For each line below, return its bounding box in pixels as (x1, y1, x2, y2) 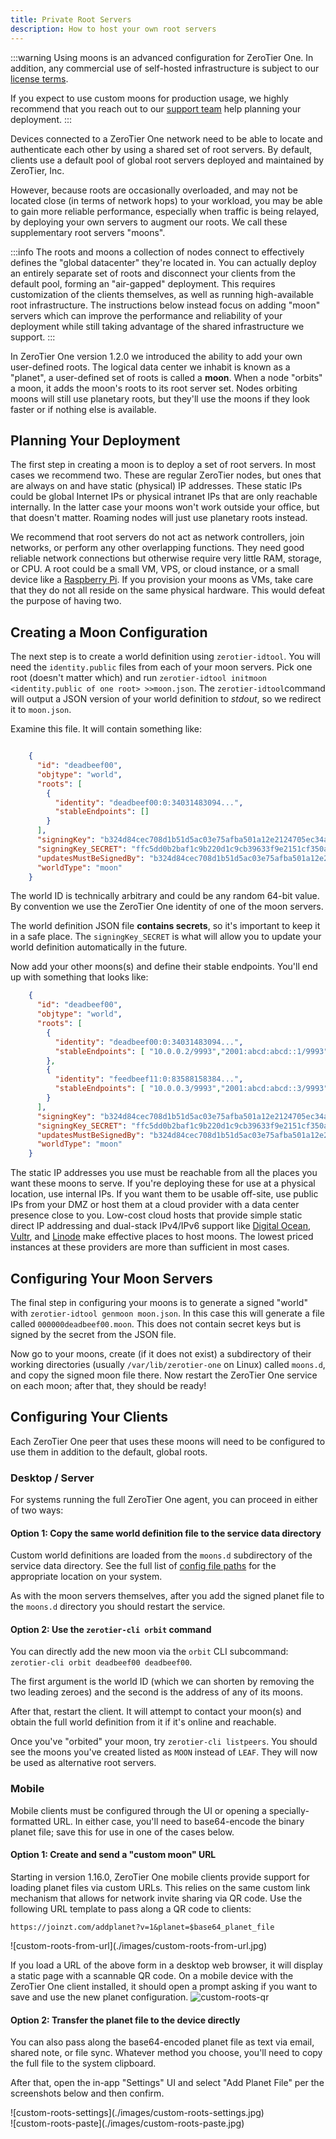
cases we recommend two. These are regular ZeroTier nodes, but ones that (10, 469, 322, 481)
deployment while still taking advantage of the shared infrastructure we (10, 320, 305, 332)
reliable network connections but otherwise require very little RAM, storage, (10, 552, 322, 565)
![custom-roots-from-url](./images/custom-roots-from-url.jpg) (10, 1939, 268, 1951)
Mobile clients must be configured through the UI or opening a (10, 1804, 267, 1816)
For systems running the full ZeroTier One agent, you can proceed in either (10, 1494, 318, 1506)
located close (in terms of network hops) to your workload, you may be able (10, 194, 323, 206)
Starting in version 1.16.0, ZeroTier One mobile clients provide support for (10, 1871, 310, 1883)
